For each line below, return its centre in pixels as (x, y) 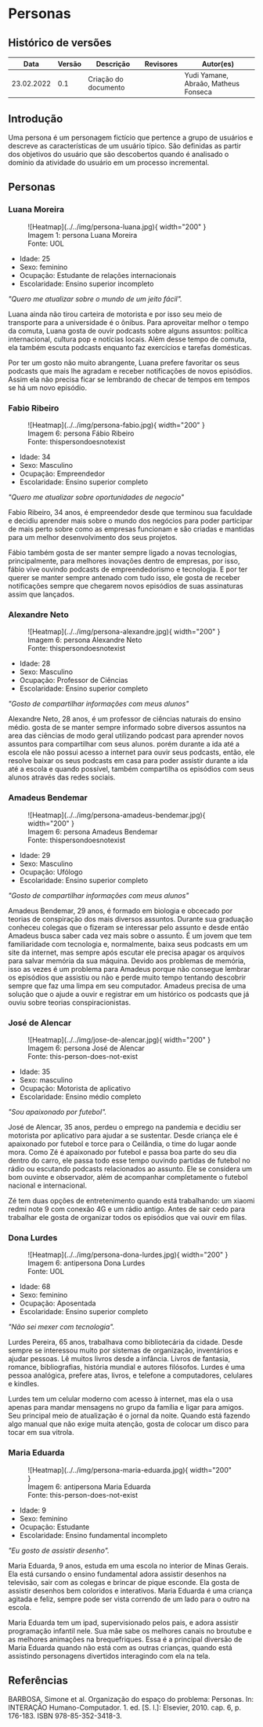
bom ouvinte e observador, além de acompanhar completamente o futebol (128, 1177)
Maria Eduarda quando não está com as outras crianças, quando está (120, 1647)
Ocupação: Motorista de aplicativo (75, 1088)
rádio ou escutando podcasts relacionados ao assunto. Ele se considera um (130, 1168)
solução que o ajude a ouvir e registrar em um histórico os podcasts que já (129, 994)
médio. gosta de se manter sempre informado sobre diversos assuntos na (127, 728)
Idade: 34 (35, 457)
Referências (38, 1680)
